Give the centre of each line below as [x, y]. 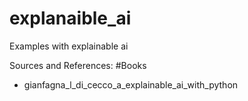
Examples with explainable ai [69, 46]
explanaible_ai [70, 18]
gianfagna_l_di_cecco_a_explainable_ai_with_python [131, 84]
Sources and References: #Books [78, 65]
